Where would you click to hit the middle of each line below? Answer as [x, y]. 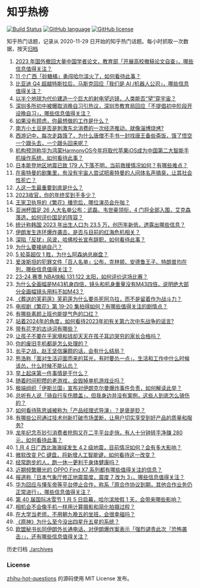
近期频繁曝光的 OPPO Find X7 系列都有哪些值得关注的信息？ [89, 469]
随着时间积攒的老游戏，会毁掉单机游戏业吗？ [70, 380]
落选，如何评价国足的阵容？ [49, 217]
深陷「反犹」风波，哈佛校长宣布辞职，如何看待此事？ [80, 239]
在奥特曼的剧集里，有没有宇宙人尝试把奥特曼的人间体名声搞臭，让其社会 [104, 172]
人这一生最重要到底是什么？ [49, 187]
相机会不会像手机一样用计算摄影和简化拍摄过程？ [75, 507]
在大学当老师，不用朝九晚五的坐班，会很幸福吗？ [75, 514]
